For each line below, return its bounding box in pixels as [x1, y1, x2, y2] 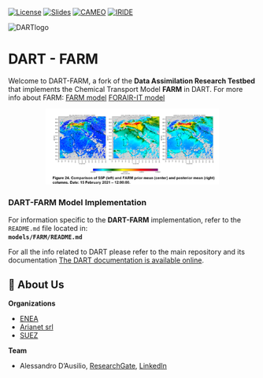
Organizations [8, 299, 56, 308]
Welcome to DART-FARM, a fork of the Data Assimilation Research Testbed [8, 75, 256, 86]
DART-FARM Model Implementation [8, 197, 147, 208]
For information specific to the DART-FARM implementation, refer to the [8, 215, 242, 224]
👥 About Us [8, 278, 65, 291]
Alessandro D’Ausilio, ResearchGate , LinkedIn [19, 361, 168, 371]
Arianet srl [19, 322, 54, 332]
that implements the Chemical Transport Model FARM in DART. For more [8, 84, 243, 94]
